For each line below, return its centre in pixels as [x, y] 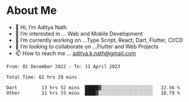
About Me [31, 11]
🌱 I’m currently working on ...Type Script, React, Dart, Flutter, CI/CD [99, 40]
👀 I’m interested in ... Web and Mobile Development [79, 33]
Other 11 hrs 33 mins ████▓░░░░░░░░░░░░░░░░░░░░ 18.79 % [93, 93]
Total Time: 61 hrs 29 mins [42, 77]
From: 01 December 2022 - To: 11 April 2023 [63, 66]
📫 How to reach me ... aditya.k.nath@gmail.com [75, 53]
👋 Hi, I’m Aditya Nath [41, 27]
